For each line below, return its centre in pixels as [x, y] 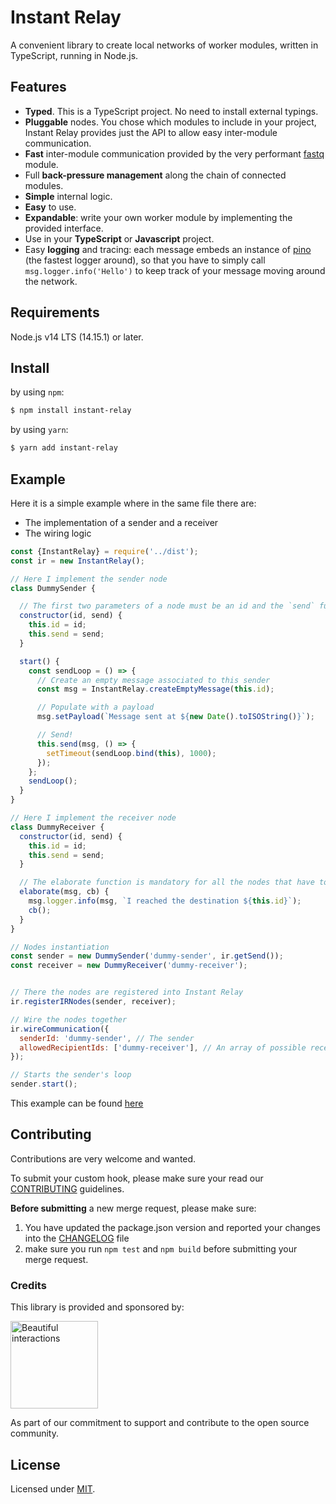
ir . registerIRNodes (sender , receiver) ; [93, 1002]
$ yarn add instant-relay [64, 448]
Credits [28, 1285]
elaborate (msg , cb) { [64, 892]
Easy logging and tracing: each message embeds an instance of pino [168, 249]
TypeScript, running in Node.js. [74, 55]
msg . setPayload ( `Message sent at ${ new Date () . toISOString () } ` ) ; [175, 717]
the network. [51, 281]
